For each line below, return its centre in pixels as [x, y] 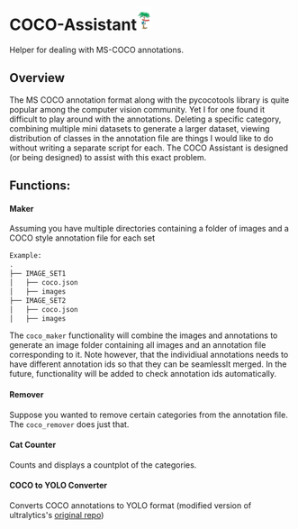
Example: [26, 256]
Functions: [40, 186]
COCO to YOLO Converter [59, 486]
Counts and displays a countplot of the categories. [103, 465]
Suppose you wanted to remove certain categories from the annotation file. [149, 415]
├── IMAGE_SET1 [38, 274]
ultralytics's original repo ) [57, 515]
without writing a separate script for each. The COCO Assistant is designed [149, 148]
